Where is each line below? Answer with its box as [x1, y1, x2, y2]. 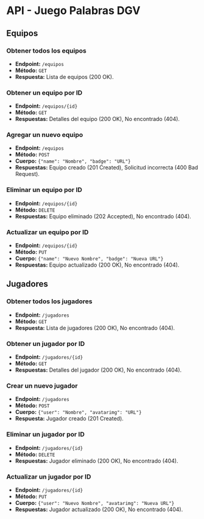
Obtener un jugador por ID [6, 339, 85, 348]
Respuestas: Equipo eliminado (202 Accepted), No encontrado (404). [15, 212, 192, 220]
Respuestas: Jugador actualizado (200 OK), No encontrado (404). [15, 506, 183, 513]
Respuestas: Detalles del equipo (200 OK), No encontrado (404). [15, 116, 180, 123]
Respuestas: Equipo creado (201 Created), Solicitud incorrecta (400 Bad [15, 164, 199, 171]
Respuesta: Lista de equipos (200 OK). [15, 73, 114, 80]
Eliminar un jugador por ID [6, 430, 85, 439]
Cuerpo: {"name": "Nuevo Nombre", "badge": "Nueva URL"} [15, 255, 164, 262]
